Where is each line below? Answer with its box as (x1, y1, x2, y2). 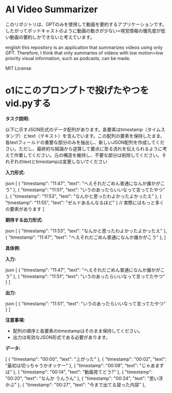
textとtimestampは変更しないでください (23, 158, 108, 165)
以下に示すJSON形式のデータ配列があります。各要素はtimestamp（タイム (5, 126, 161, 132)
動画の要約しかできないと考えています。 (9, 34, 95, 40)
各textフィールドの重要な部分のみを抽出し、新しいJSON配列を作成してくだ (5, 139, 165, 145)
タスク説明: (5, 115, 30, 122)
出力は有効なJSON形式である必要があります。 (12, 334, 110, 340)
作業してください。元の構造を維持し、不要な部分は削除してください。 (14, 152, 162, 158)
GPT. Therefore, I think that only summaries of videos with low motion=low (5, 50, 163, 56)
